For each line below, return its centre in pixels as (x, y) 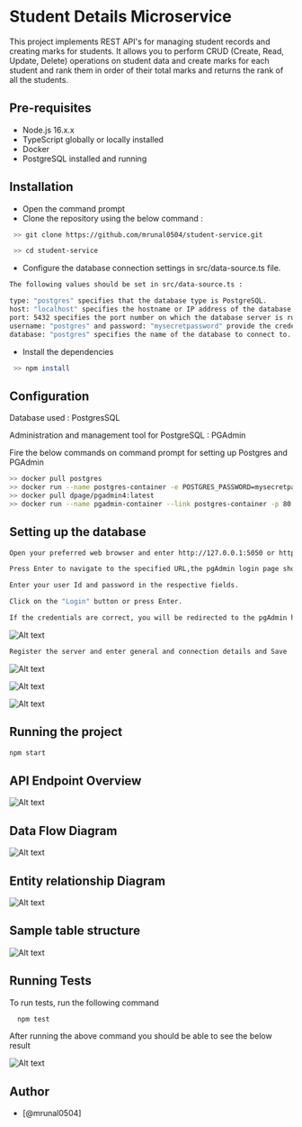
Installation (41, 187)
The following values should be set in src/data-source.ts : (126, 285)
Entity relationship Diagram (88, 881)
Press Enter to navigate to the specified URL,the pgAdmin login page (144, 569)
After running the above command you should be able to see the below (141, 1036)
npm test (34, 1019)
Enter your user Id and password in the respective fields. (124, 586)
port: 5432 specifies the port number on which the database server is (146, 317)
